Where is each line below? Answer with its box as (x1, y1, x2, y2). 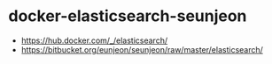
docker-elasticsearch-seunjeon (8, 6, 247, 26)
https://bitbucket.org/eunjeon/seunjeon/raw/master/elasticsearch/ (20, 44, 263, 54)
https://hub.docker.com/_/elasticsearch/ (20, 35, 168, 46)
